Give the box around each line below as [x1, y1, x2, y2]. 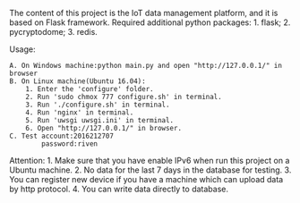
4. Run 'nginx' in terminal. [25, 108, 134, 117]
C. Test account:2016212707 [9, 131, 115, 140]
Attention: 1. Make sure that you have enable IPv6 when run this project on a [9, 156, 290, 165]
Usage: [9, 44, 36, 55]
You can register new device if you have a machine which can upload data [9, 174, 284, 184]
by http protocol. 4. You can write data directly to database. [9, 183, 228, 194]
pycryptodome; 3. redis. [9, 27, 99, 37]
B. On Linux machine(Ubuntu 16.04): [9, 77, 146, 86]
